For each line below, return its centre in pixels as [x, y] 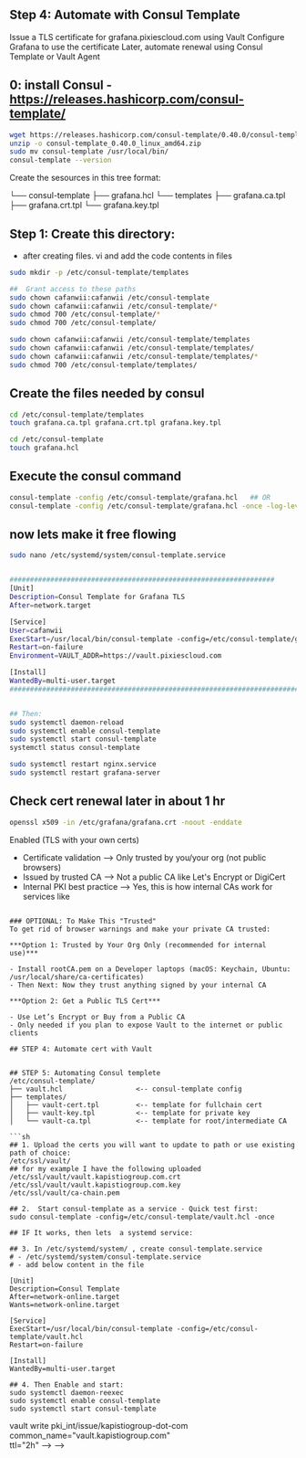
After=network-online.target [65, 1296]
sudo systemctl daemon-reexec [67, 1392]
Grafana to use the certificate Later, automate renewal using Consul [136, 47]
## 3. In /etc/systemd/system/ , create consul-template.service [136, 1249]
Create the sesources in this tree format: [85, 178]
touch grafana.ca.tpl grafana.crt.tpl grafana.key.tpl [116, 423]
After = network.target [51, 605]
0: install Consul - [61, 85]
